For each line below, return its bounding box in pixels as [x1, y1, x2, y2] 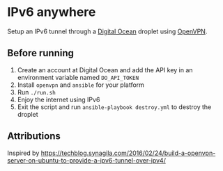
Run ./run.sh [17, 88, 56, 96]
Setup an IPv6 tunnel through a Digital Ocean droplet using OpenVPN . [7, 27, 208, 35]
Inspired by [7, 149, 40, 157]
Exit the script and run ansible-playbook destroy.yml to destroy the [17, 102, 212, 111]
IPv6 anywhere [7, 4, 96, 20]
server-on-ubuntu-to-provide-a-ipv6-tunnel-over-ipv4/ [7, 156, 166, 164]
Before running [7, 47, 75, 59]
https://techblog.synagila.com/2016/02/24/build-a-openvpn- [40, 149, 216, 157]
